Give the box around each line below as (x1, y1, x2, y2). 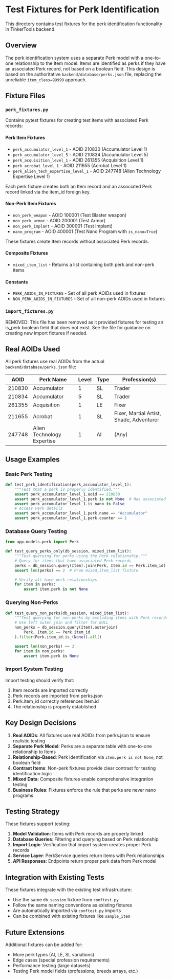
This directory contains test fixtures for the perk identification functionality (5, 21, 163, 27)
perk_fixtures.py (5, 107, 49, 113)
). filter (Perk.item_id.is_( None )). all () (14, 634, 102, 639)
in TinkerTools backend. (5, 26, 56, 32)
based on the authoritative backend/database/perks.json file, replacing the (5, 71, 162, 77)
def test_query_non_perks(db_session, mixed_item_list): (5, 611, 130, 616)
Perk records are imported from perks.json (12, 692, 103, 699)
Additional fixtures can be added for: (5, 941, 83, 948)
